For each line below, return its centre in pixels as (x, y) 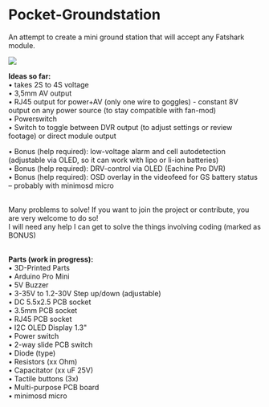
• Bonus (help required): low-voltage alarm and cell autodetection (117, 151)
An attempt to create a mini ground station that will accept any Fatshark (126, 37)
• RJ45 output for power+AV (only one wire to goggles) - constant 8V (123, 101)
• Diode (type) (32, 353)
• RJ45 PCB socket (40, 319)
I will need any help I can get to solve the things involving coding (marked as (134, 226)
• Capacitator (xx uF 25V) (51, 370)
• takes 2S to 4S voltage (49, 84)
